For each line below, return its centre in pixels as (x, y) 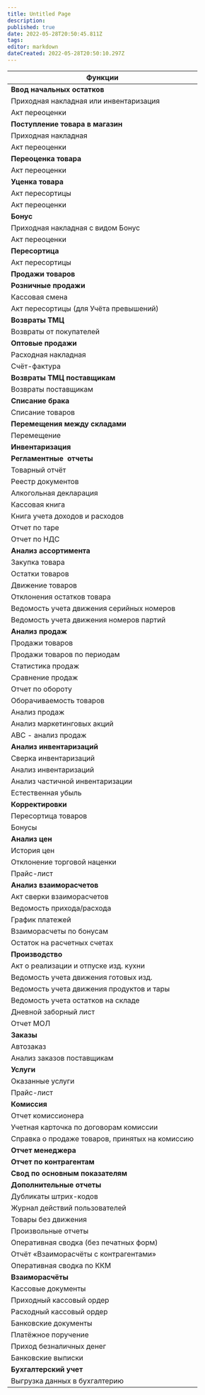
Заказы (24, 1035)
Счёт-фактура (36, 366)
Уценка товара (37, 182)
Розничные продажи (48, 285)
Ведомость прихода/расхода (61, 908)
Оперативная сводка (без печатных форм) (84, 1242)
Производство (37, 954)
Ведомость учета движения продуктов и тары (90, 988)
